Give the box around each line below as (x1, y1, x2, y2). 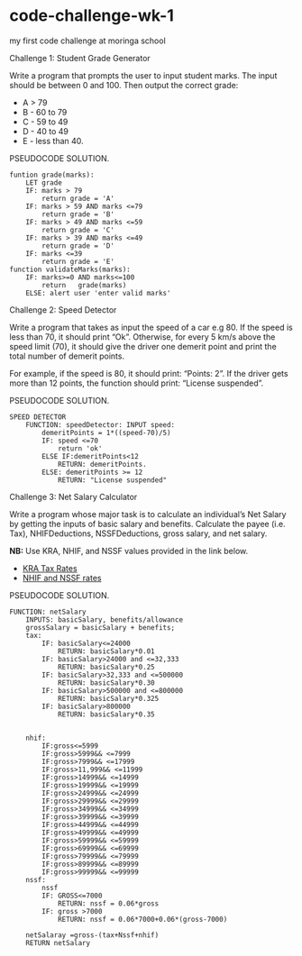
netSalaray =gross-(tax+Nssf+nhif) (25, 930, 160, 940)
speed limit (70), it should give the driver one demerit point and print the (9, 341, 277, 351)
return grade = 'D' (41, 241, 115, 250)
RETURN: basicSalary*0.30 (57, 678, 155, 687)
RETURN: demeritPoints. (57, 460, 147, 469)
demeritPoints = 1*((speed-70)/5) (41, 428, 171, 437)
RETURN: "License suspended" (57, 475, 168, 485)
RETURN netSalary (25, 938, 91, 947)
